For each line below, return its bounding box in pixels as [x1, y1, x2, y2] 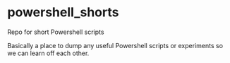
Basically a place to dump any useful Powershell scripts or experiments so [7, 41, 224, 50]
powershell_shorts [7, 4, 119, 21]
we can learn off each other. [7, 49, 90, 57]
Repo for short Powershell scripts [7, 28, 104, 36]
